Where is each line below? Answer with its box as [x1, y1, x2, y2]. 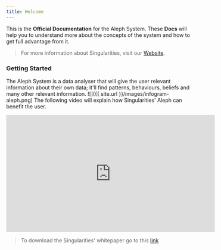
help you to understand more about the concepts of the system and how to [6, 31, 191, 39]
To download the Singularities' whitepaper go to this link [20, 236, 159, 244]
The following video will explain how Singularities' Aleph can [33, 96, 183, 104]
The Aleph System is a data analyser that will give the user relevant [6, 77, 171, 85]
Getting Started [6, 64, 52, 72]
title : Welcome [6, 8, 44, 15]
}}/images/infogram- [119, 90, 170, 97]
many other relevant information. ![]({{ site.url [6, 90, 118, 97]
